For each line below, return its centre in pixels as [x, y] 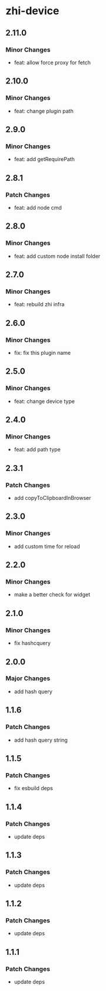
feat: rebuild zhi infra [39, 304]
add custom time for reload [47, 546]
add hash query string [41, 740]
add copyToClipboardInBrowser [52, 498]
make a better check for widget [52, 595]
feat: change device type [44, 401]
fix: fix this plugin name [42, 353]
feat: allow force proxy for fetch [52, 62]
